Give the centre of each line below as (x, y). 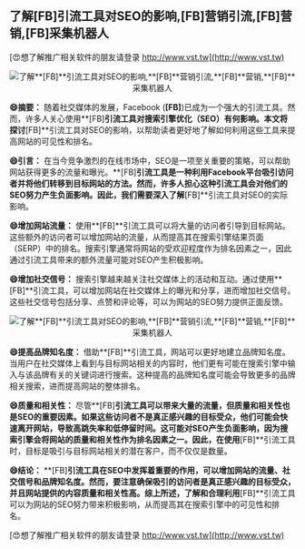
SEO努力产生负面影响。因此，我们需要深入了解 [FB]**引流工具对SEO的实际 (149, 195)
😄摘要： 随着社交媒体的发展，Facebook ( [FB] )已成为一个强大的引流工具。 (148, 107)
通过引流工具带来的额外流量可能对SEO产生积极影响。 (109, 259)
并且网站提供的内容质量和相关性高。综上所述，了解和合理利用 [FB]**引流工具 (152, 493)
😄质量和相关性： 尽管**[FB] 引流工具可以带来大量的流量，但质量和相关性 (146, 405)
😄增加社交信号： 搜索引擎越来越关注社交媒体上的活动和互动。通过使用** (146, 279)
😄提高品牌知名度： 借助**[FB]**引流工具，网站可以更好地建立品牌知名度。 (150, 351)
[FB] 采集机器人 (68, 33)
